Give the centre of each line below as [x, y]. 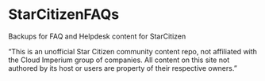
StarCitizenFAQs [64, 15]
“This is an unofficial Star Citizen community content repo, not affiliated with [133, 51]
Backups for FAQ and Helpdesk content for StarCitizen [97, 36]
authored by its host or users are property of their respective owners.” [123, 68]
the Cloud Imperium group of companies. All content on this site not [119, 60]
